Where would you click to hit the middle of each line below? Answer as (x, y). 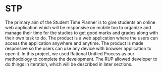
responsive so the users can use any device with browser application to (78, 48)
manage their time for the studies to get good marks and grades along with (82, 33)
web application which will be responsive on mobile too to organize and (78, 27)
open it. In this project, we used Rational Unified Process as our (70, 54)
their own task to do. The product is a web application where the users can (81, 38)
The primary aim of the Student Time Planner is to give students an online (80, 22)
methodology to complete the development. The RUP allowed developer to (81, 59)
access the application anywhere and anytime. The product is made (74, 43)
